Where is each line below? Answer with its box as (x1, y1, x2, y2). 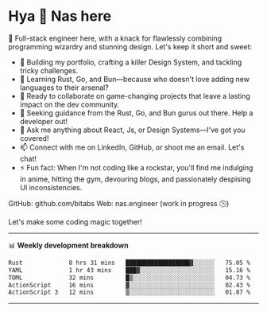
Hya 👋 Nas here (8, 7, 112, 25)
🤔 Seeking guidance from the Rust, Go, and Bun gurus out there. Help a (19, 107, 253, 118)
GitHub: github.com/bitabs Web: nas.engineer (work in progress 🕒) (8, 198, 230, 208)
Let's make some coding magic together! (8, 216, 143, 226)
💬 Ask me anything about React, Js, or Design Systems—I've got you (19, 125, 246, 135)
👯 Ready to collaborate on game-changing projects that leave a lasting (19, 91, 250, 100)
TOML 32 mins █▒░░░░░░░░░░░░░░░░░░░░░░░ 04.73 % (8, 274, 250, 282)
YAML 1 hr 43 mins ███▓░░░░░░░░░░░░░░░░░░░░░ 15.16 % (8, 266, 250, 274)
